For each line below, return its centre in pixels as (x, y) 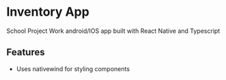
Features (26, 52)
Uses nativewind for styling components (73, 68)
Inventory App (48, 12)
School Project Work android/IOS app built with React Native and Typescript (113, 31)
